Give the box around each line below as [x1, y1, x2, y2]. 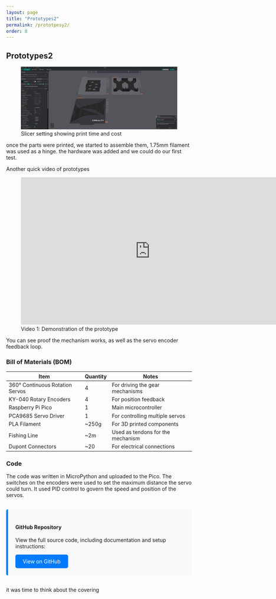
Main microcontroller [111, 404, 162, 411]
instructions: [15, 543, 46, 550]
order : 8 [6, 28, 28, 34]
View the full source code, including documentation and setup [15, 537, 166, 544]
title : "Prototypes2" [6, 15, 60, 22]
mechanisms [111, 387, 143, 394]
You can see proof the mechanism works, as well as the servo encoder [6, 337, 179, 344]
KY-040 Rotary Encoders [8, 396, 71, 403]
